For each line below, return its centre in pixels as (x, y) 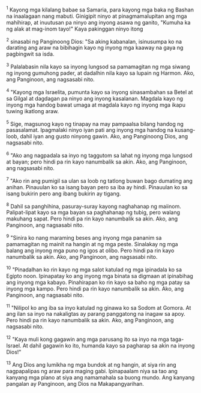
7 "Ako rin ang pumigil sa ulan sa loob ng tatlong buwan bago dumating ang (100, 180)
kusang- (185, 130)
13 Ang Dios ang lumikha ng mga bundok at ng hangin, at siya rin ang (91, 364)
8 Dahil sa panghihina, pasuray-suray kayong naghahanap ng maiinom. (94, 205)
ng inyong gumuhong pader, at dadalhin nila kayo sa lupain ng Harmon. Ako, (100, 73)
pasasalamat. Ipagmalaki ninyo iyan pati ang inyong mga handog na (90, 130)
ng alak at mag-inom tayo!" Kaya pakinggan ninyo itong (75, 29)
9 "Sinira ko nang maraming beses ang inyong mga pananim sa (84, 237)
